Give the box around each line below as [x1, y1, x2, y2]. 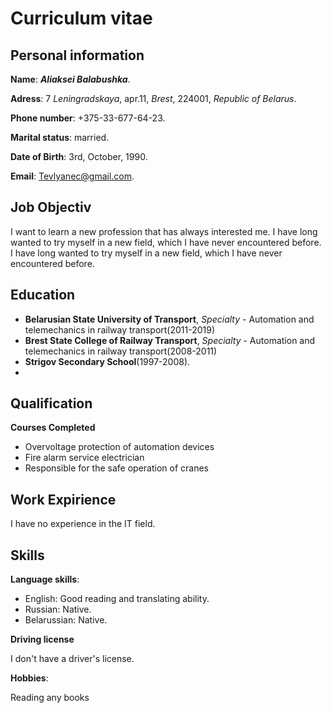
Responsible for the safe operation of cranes [24, 462, 209, 474]
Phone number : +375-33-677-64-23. [10, 112, 166, 124]
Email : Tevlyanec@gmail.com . [10, 170, 135, 182]
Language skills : [10, 573, 80, 586]
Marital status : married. [10, 132, 110, 143]
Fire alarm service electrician [24, 452, 145, 464]
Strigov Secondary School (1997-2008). [24, 355, 191, 367]
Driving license [10, 633, 75, 646]
